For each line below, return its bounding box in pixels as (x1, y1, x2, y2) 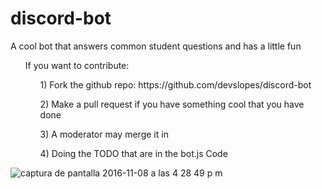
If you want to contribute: (24, 59, 130, 71)
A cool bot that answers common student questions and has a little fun (10, 40, 302, 52)
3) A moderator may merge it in (39, 128, 169, 140)
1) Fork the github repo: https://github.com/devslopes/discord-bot (39, 78, 312, 91)
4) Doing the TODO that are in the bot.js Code (39, 147, 228, 159)
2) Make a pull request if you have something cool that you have (39, 98, 305, 110)
